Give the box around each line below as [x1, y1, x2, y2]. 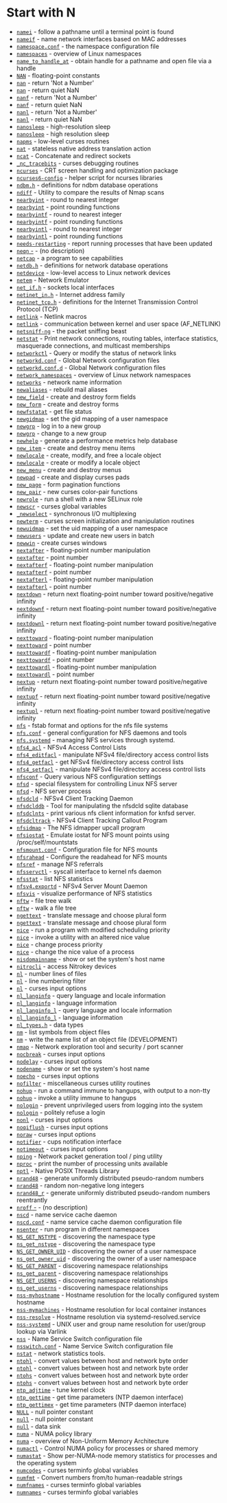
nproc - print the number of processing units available [16, 1159, 169, 1168]
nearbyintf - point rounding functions [16, 217, 123, 225]
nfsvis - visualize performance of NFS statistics [16, 889, 152, 898]
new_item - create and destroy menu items [16, 443, 136, 452]
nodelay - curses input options [16, 1057, 102, 1065]
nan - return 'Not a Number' [16, 78, 95, 87]
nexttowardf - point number [16, 655, 95, 664]
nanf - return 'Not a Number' [16, 93, 97, 101]
